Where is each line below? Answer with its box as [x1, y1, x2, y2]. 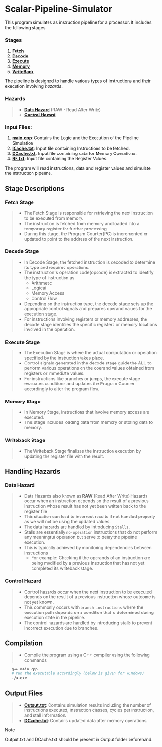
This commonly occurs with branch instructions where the [24, 604, 144, 610]
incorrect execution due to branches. [24, 625, 98, 631]
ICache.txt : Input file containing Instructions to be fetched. [12, 145, 130, 151]
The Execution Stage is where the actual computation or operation [24, 350, 157, 356]
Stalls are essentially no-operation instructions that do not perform [24, 529, 158, 535]
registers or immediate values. [24, 370, 85, 376]
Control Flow [31, 295, 57, 301]
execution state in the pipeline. [24, 614, 86, 620]
